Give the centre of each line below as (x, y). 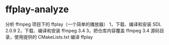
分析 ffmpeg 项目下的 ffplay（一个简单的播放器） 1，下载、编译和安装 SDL (83, 24)
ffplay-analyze (37, 9)
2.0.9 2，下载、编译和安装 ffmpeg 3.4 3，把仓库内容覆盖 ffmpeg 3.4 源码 (82, 30)
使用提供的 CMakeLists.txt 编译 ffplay (54, 37)
